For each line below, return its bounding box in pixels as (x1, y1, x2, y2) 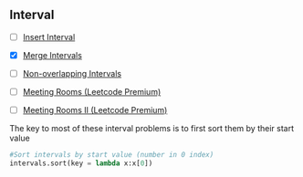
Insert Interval (22, 31, 76, 42)
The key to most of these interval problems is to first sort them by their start (9, 123, 295, 134)
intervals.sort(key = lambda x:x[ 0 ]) (9, 159, 153, 168)
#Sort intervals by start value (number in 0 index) (9, 151, 214, 160)
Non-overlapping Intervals (22, 68, 121, 78)
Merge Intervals (22, 49, 82, 60)
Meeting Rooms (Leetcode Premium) (22, 87, 162, 97)
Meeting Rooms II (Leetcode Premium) (22, 105, 168, 116)
